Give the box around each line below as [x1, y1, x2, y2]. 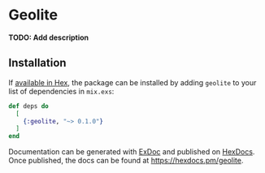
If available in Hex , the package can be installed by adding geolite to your [8, 77, 257, 87]
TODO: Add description [8, 32, 89, 42]
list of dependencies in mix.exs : [8, 86, 115, 96]
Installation [8, 56, 67, 70]
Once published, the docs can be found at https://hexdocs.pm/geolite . [8, 156, 244, 166]
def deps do [8, 102, 49, 110]
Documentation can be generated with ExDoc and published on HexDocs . [8, 147, 255, 157]
